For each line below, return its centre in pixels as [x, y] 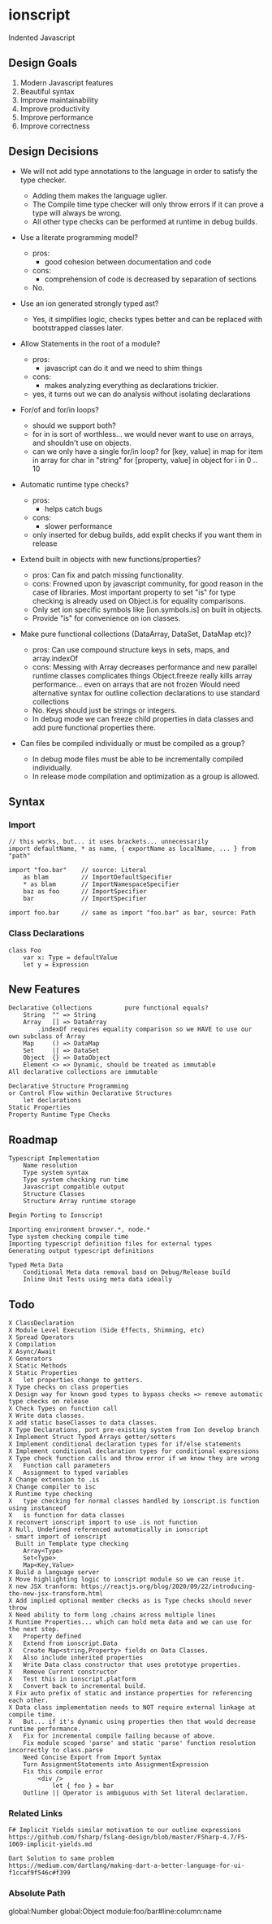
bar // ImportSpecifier [85, 899]
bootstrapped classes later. [78, 328]
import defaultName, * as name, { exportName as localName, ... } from [132, 849]
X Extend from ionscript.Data [63, 1643]
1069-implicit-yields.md [50, 1844]
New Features [44, 989]
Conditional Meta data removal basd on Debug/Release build [127, 1272]
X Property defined [45, 1636]
